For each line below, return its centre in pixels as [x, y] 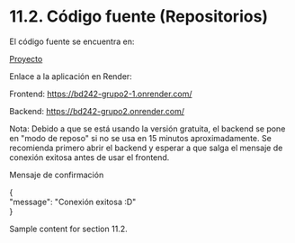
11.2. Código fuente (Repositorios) [139, 17]
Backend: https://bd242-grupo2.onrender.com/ [97, 111]
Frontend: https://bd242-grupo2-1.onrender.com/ [101, 94]
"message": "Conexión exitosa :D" [73, 202]
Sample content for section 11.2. [68, 229]
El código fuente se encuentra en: [72, 41]
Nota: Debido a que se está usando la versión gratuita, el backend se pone [147, 129]
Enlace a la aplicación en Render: [71, 76]
